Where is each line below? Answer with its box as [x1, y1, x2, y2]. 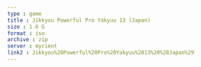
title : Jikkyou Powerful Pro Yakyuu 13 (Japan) [7, 17, 151, 24]
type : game [7, 10, 42, 17]
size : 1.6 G [7, 23, 45, 30]
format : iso [7, 29, 45, 37]
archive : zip [7, 36, 49, 43]
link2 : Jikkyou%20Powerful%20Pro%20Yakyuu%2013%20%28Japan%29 [7, 50, 195, 57]
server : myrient [7, 43, 58, 50]
